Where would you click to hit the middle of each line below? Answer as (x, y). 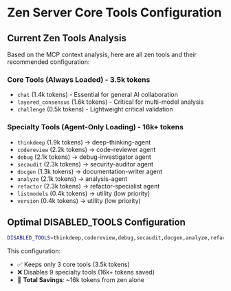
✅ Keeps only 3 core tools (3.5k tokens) (73, 265)
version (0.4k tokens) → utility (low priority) (79, 200)
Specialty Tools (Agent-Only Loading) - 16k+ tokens (96, 127)
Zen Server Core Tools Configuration (114, 13)
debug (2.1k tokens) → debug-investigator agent (84, 157)
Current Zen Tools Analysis (67, 38)
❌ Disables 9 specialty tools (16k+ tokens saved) (86, 272)
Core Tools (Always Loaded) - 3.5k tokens (79, 79)
